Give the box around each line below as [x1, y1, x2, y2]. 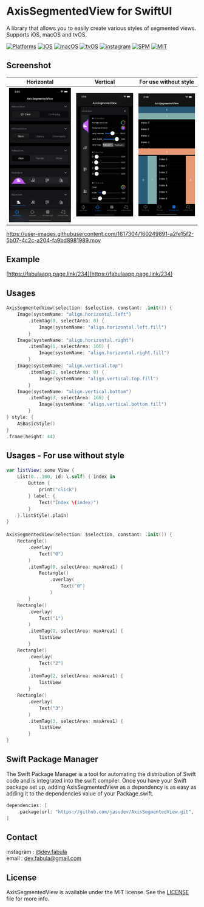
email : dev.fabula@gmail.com [6, 855, 82, 862]
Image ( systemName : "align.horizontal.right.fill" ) [38, 350, 170, 356]
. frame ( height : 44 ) [6, 433, 56, 439]
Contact [6, 832, 38, 842]
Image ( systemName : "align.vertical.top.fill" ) [38, 375, 159, 382]
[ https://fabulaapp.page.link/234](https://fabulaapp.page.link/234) [6, 270, 173, 278]
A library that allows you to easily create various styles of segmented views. [6, 24, 197, 32]
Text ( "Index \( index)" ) [38, 499, 99, 505]
